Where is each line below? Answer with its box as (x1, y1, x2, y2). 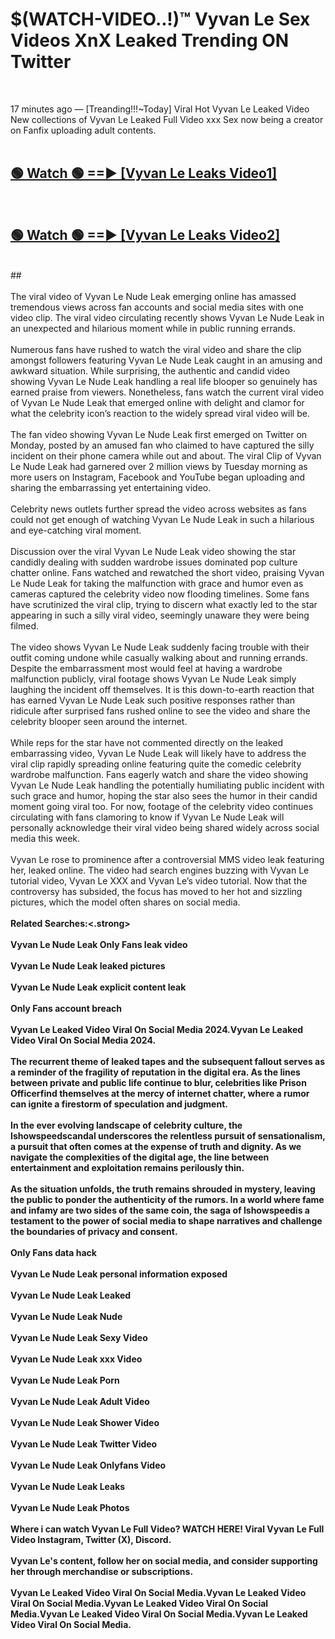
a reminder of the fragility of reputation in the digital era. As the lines (10, 1066, 301, 1078)
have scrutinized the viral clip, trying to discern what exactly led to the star (10, 598, 318, 610)
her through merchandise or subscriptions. (10, 1565, 194, 1577)
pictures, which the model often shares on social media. (10, 896, 241, 908)
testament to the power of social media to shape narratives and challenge (10, 1214, 323, 1227)
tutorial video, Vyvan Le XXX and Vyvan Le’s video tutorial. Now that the (10, 874, 308, 887)
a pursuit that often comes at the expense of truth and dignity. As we (10, 1140, 302, 1152)
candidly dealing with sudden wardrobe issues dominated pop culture (10, 556, 298, 568)
